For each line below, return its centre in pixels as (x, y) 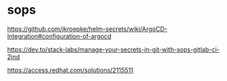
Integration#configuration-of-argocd (60, 36)
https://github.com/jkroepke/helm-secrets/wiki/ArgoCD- (87, 29)
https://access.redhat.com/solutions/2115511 (70, 70)
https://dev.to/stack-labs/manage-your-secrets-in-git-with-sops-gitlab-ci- (113, 49)
